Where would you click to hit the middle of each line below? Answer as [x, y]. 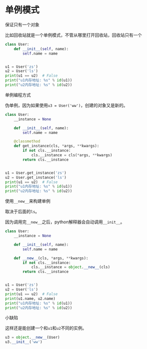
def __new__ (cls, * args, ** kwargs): [51, 258]
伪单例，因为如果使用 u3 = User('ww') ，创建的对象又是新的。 [66, 105]
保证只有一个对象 [22, 25]
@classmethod [27, 141]
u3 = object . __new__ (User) [32, 337]
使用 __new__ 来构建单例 [28, 201]
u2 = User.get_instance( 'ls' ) [36, 177]
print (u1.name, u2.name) [30, 298]
